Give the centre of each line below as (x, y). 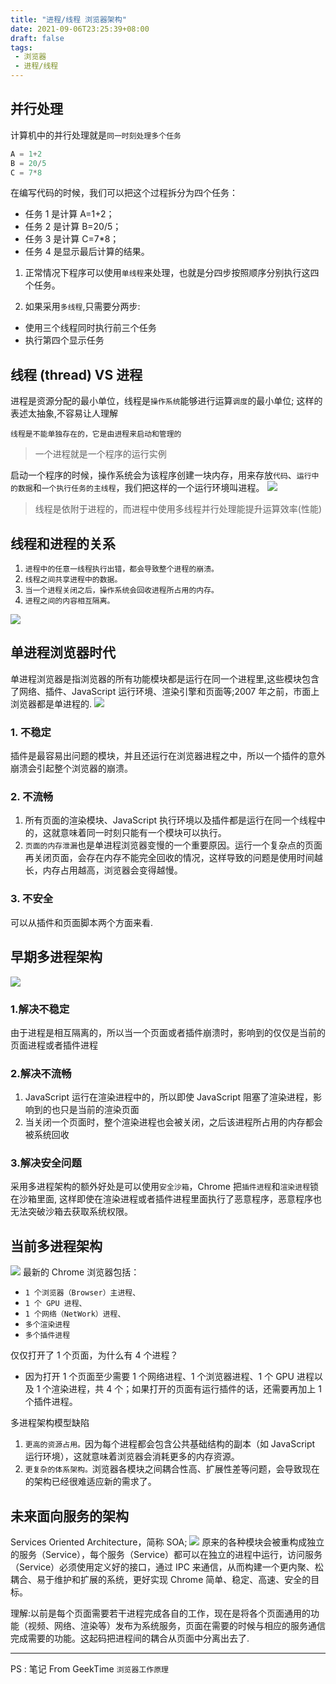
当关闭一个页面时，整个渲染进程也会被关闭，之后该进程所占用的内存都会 (173, 1122)
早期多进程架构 (56, 957)
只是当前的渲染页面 (99, 1110)
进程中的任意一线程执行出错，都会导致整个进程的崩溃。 (121, 569)
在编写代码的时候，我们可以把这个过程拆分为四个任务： (124, 193)
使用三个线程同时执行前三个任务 (90, 328)
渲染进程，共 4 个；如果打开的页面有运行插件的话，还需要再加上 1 (186, 1389)
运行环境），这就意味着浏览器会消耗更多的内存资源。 (132, 1457)
